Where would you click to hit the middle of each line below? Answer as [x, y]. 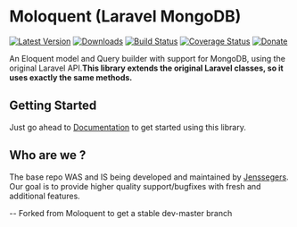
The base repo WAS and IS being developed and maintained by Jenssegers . [149, 177]
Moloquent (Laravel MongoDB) [125, 17]
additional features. [45, 196]
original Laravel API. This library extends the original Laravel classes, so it [146, 68]
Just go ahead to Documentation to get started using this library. [128, 127]
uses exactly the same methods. [71, 77]
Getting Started [53, 106]
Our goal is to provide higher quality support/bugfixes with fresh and [135, 186]
